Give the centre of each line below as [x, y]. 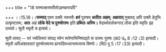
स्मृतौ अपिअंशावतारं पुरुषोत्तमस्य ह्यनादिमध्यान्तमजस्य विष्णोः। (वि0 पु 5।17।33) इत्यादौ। [75, 44]
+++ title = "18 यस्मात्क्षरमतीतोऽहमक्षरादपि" [41, 8]
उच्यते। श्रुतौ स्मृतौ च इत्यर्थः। [28, 28]
